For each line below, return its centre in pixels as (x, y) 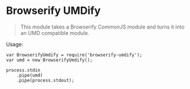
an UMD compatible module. (55, 33)
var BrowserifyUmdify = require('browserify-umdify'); (74, 55)
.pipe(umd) (30, 75)
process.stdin (23, 70)
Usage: (15, 44)
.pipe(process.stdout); (46, 80)
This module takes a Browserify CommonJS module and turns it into (102, 27)
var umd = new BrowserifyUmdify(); (49, 60)
